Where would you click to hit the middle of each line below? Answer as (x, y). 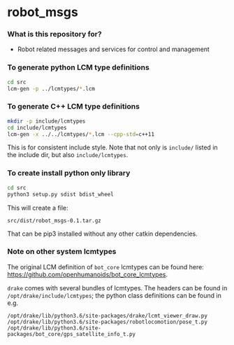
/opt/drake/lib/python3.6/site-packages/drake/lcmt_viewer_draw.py (108, 316)
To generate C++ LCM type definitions (73, 107)
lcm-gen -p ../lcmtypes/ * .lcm (51, 88)
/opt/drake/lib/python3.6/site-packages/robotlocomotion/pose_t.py (108, 322)
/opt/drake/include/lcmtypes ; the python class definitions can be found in (114, 295)
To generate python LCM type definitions (79, 67)
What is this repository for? (55, 34)
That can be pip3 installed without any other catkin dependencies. (102, 234)
